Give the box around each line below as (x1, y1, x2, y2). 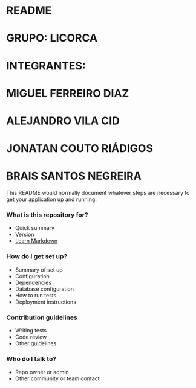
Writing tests (15, 326, 47, 334)
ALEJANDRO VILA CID (6, 114, 120, 127)
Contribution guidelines (6, 313, 77, 322)
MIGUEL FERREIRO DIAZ (6, 86, 129, 100)
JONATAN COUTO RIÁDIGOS (6, 142, 153, 156)
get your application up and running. (6, 196, 97, 203)
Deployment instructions (15, 298, 77, 305)
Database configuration (15, 285, 74, 293)
